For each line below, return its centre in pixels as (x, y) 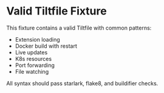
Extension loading (37, 39)
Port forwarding (35, 65)
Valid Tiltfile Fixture (57, 11)
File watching (32, 71)
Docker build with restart (46, 46)
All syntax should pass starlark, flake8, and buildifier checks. (82, 83)
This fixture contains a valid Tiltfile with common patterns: (79, 28)
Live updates (31, 52)
